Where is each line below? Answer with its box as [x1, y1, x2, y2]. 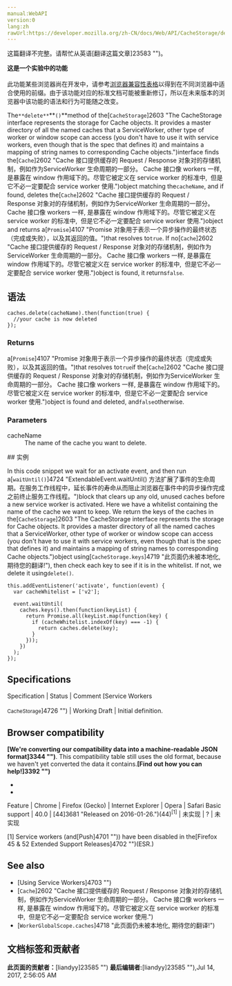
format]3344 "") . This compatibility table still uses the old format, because [7, 753, 222, 761]
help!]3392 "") [7, 767, 50, 776]
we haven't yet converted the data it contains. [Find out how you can [7, 760, 202, 769]
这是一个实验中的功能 [7, 64, 68, 73]
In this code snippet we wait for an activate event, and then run [7, 467, 186, 475]
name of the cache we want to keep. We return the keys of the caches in [7, 507, 214, 516]
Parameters [7, 415, 47, 425]
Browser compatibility [7, 726, 105, 738]
